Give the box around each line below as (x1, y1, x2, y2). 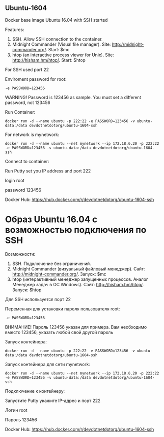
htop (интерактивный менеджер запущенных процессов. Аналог (12, 276, 148, 282)
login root (5, 177, 25, 183)
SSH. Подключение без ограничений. (12, 261, 91, 267)
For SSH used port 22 (5, 67, 49, 72)
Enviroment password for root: (5, 76, 67, 82)
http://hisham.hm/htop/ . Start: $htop (12, 57, 86, 63)
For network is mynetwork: (5, 132, 59, 137)
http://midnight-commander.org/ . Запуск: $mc (12, 271, 107, 277)
